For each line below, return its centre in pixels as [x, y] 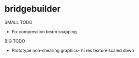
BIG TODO [15, 41]
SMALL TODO [18, 22]
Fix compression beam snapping [44, 31]
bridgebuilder [33, 9]
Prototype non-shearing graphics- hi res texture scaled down [73, 50]
